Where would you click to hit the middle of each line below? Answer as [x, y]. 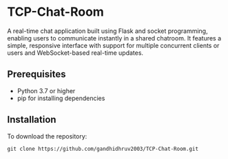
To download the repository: [47, 136]
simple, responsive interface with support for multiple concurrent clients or [113, 45]
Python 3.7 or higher [46, 90]
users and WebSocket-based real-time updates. [75, 53]
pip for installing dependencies [61, 98]
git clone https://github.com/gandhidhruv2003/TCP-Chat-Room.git [103, 149]
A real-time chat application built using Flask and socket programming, [107, 31]
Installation [32, 120]
